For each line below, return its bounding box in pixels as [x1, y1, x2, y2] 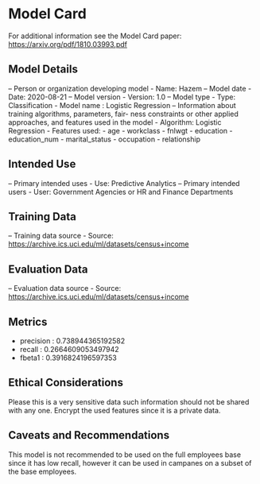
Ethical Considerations [8, 376, 123, 389]
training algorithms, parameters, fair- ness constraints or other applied [8, 109, 239, 118]
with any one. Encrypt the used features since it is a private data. [8, 405, 221, 415]
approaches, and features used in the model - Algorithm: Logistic [8, 117, 222, 127]
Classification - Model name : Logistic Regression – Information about [8, 100, 236, 110]
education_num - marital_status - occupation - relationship [8, 134, 201, 144]
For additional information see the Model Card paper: [8, 31, 182, 41]
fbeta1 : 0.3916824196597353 [19, 353, 117, 362]
